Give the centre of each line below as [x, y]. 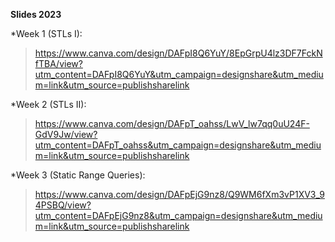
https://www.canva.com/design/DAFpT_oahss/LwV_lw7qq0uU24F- [172, 123]
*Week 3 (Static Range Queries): [78, 175]
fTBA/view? [58, 63]
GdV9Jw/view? [66, 134]
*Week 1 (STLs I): [46, 33]
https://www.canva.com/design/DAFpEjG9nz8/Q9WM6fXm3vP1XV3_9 [179, 194]
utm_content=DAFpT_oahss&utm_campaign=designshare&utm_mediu [178, 145]
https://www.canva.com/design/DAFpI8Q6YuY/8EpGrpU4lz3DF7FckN [178, 53]
